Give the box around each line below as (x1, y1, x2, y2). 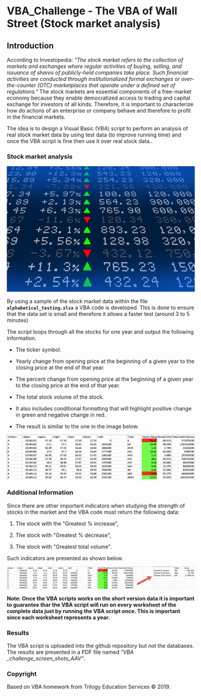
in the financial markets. (7, 113, 66, 120)
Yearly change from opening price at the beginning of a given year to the (15, 358, 194, 365)
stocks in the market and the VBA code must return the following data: (7, 508, 180, 515)
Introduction (7, 41, 54, 51)
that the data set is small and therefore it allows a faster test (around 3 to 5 (7, 310, 190, 317)
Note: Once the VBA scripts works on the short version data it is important (7, 595, 195, 602)
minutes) (7, 316, 29, 324)
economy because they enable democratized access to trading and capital (7, 94, 190, 101)
